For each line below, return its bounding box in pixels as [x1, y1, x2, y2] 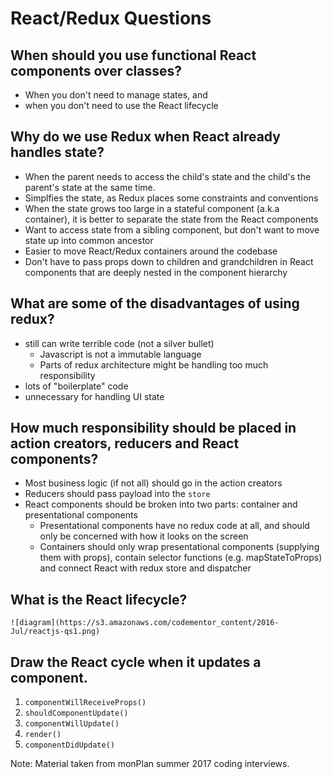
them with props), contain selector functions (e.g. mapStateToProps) [39, 552, 323, 564]
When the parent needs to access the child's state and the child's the [24, 170, 312, 182]
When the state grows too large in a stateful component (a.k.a [24, 202, 280, 214]
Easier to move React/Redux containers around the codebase [24, 245, 278, 257]
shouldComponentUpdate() [24, 708, 129, 719]
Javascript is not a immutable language [39, 348, 202, 360]
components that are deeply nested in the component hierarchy [24, 266, 288, 278]
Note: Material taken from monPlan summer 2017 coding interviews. [10, 758, 290, 770]
